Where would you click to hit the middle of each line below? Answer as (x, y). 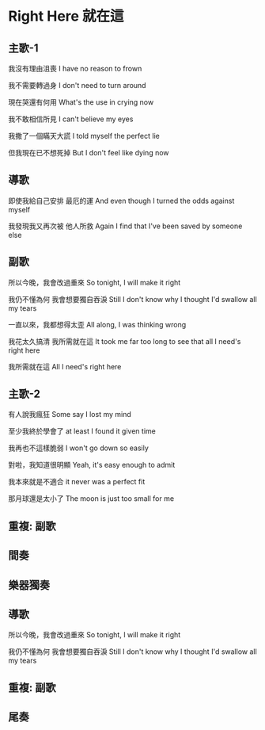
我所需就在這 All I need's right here (65, 366)
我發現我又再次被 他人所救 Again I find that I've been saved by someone (125, 226)
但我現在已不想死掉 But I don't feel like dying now (89, 153)
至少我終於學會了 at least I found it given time (82, 431)
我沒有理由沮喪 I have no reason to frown (75, 69)
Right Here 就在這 (66, 16)
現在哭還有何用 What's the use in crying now (81, 102)
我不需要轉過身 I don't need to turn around (77, 85)
